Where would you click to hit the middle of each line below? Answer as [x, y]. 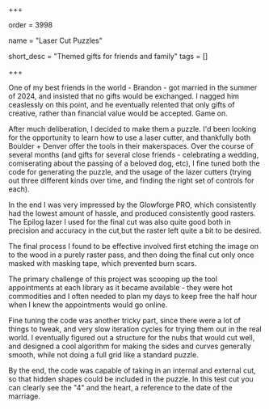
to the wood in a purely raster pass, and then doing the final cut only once [131, 255]
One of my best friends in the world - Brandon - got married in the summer [133, 87]
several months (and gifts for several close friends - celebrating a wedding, [134, 155]
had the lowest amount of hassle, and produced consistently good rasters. [132, 213]
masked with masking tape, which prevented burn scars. [103, 263]
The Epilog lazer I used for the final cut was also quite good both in [120, 222]
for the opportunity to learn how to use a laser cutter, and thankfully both [130, 137]
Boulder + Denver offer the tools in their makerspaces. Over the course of [131, 146]
